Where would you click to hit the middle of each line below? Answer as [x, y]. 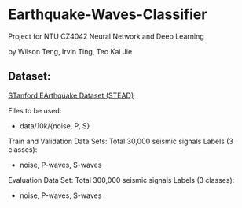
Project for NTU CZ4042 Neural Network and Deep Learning [106, 36]
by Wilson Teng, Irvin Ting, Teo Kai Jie [70, 51]
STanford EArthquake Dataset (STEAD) [71, 95]
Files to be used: [35, 110]
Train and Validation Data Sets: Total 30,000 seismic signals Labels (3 [121, 141]
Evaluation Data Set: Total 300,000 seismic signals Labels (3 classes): [121, 180]
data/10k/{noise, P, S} [55, 126]
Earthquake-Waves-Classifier [108, 15]
